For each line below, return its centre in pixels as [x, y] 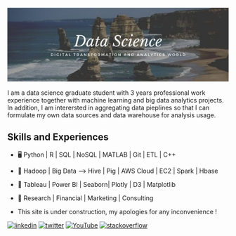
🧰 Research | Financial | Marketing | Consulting [85, 198]
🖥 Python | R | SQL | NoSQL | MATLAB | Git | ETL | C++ [97, 155]
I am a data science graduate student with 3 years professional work [106, 93]
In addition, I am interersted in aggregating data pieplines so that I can [109, 107]
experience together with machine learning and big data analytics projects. [116, 100]
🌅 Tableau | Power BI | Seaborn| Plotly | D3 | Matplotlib [97, 184]
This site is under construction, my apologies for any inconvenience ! [117, 211]
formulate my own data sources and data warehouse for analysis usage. [112, 115]
